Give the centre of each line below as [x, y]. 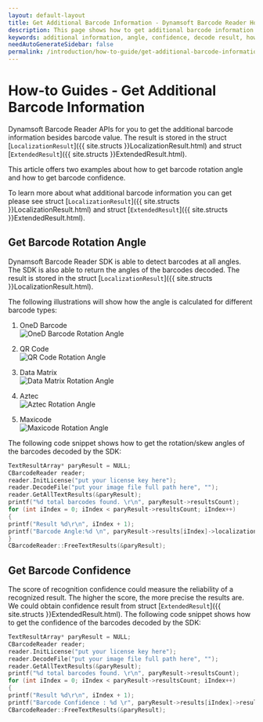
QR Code [34, 348]
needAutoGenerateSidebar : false [61, 45]
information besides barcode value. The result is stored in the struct [117, 137]
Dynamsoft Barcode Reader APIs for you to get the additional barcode [121, 129]
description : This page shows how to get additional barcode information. [133, 30]
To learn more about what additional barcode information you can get [120, 192]
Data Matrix [38, 372]
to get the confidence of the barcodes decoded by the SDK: [104, 623]
